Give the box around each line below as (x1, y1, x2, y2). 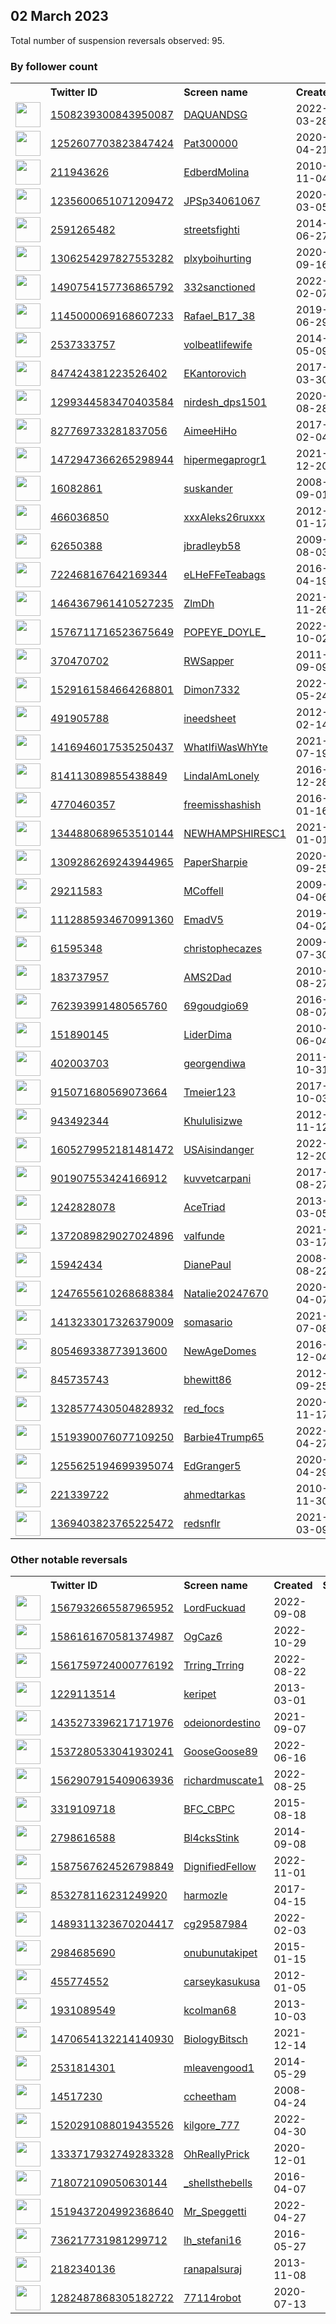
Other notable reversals (10, 1553, 128, 1567)
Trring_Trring (183, 1659, 245, 1673)
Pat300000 (183, 137, 238, 151)
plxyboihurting (183, 252, 252, 266)
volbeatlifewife (183, 338, 253, 352)
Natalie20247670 (183, 1287, 269, 1301)
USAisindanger (183, 1143, 255, 1157)
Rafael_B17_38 (183, 309, 256, 323)
